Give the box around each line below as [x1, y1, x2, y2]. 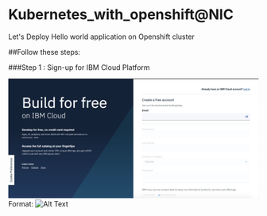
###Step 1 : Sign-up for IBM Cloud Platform [8, 62, 150, 72]
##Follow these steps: [8, 47, 81, 56]
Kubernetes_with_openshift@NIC [8, 6, 234, 24]
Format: [8, 199, 34, 209]
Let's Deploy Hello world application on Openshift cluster [8, 32, 195, 41]
